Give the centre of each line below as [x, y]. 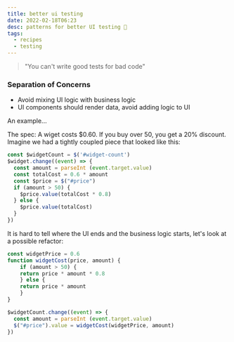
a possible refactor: [35, 241]
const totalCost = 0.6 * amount [61, 174]
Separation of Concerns [49, 84]
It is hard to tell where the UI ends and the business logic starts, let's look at [117, 233]
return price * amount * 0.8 [63, 274]
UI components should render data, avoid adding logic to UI [104, 107]
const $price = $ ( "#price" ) [55, 181]
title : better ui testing [45, 14]
